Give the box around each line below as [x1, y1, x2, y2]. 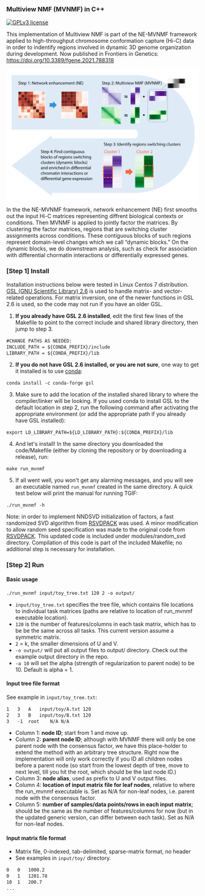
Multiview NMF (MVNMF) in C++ [6, 5, 105, 13]
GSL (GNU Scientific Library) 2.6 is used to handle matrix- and [6, 287, 163, 295]
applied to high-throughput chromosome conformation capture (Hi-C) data [6, 37, 194, 45]
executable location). [15, 614, 68, 621]
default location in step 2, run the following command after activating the [15, 404, 198, 411]
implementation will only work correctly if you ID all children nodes [15, 755, 183, 762]
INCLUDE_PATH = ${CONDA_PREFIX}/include [6, 344, 111, 350]
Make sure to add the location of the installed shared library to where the [15, 391, 198, 398]
